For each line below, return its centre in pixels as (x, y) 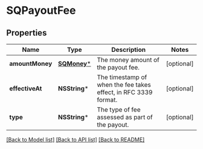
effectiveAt (26, 88)
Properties (27, 33)
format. (107, 100)
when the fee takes (124, 85)
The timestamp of (122, 77)
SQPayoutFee (41, 11)
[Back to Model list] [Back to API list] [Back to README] (76, 140)
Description (129, 50)
